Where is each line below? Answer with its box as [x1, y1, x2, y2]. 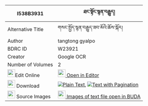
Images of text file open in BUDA [66, 93, 141, 100]
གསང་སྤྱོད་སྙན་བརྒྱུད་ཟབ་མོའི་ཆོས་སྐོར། [57, 24, 123, 31]
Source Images [16, 93, 51, 100]
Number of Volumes [7, 61, 53, 68]
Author [7, 37, 23, 44]
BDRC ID [7, 46, 28, 52]
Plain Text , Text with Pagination [62, 81, 139, 88]
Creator [7, 53, 25, 60]
